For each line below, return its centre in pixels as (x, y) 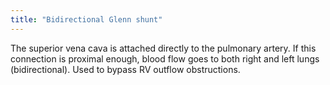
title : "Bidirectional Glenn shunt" (86, 19)
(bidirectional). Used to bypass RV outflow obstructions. (125, 69)
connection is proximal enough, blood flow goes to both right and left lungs (165, 58)
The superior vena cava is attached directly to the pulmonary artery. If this (163, 48)
